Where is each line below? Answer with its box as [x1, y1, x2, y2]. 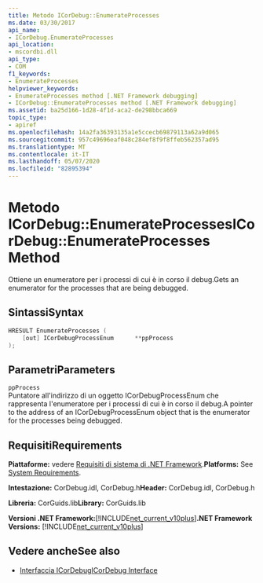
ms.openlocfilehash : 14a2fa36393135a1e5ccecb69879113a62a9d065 [8, 128, 220, 136]
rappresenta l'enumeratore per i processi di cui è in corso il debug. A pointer [8, 399, 254, 409]
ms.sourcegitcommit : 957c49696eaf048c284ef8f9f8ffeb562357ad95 [8, 135, 220, 144]
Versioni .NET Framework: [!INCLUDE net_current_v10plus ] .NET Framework [8, 514, 253, 522]
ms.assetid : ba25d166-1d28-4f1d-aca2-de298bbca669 [8, 107, 177, 115]
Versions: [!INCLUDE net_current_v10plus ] [8, 522, 144, 531]
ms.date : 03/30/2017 [8, 19, 76, 27]
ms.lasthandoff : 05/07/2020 [8, 158, 100, 166]
